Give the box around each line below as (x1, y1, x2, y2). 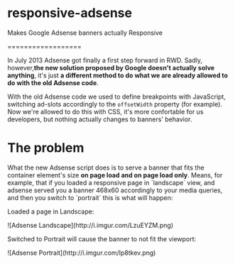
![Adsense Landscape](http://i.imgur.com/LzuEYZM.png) (7, 221, 174, 229)
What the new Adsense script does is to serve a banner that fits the (7, 163, 204, 172)
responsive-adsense (7, 5, 133, 21)
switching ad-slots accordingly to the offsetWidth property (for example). (7, 99, 222, 108)
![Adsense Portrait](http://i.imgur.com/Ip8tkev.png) (7, 248, 156, 257)
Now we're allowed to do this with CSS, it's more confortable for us (7, 107, 204, 116)
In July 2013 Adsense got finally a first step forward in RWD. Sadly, (7, 55, 203, 65)
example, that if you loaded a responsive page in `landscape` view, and (7, 178, 215, 187)
